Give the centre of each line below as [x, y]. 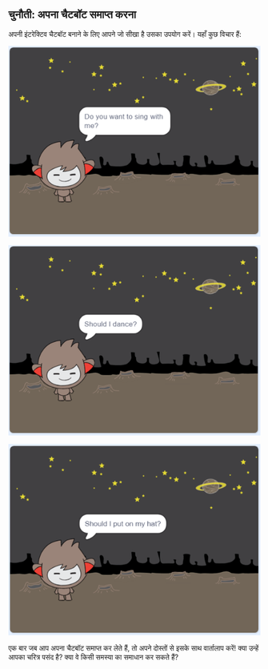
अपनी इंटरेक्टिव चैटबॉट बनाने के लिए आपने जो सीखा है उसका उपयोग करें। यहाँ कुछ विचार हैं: [125, 34]
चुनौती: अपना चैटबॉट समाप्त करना [72, 15]
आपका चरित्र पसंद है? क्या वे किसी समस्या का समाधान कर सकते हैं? [93, 657]
